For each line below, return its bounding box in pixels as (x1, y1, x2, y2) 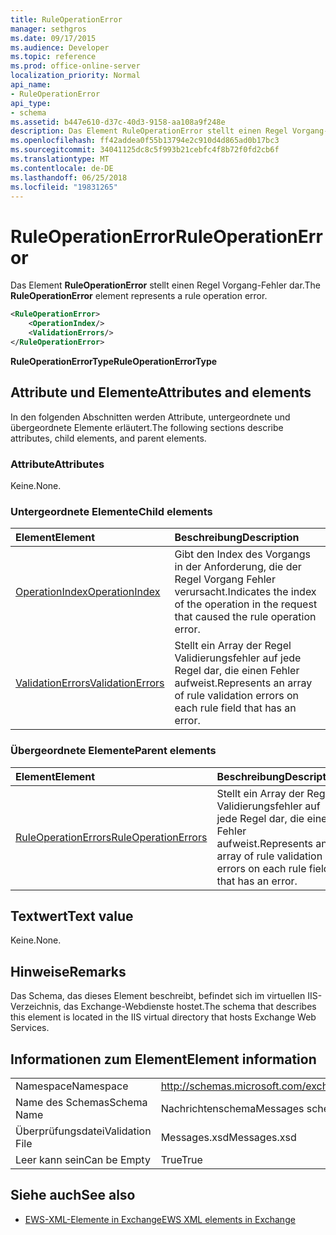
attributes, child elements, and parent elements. (10, 432, 207, 444)
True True (160, 1152, 203, 1166)
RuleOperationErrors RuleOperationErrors (15, 830, 208, 844)
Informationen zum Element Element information (10, 1051, 317, 1068)
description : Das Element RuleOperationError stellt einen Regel (10, 126, 288, 136)
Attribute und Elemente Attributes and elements (10, 384, 312, 401)
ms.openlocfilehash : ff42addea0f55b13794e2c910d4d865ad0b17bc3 (10, 136, 280, 146)
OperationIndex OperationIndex (15, 585, 161, 599)
